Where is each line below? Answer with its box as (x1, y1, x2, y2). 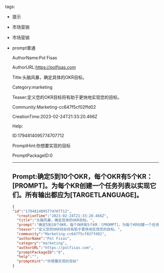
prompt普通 (12, 45, 36, 50)
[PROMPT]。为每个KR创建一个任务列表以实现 (12, 182, 150, 190)
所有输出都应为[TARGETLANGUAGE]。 (25, 191, 143, 199)
